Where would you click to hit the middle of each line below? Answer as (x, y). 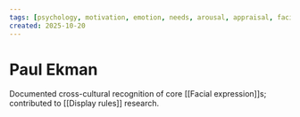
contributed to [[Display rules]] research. (84, 104)
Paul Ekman (54, 70)
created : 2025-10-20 (48, 26)
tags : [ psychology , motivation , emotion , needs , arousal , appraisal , (142, 17)
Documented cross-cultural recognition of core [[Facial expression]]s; (138, 94)
